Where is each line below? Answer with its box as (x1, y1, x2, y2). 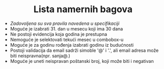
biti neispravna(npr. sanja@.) (10, 52, 70, 59)
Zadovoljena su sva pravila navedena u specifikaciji (10, 20, 120, 26)
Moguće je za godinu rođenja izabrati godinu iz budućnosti (10, 42, 134, 48)
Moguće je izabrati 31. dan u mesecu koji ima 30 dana (10, 25, 123, 31)
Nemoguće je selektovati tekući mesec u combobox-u (10, 37, 124, 43)
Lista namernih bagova (33, 4, 133, 15)
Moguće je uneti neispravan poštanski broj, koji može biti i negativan (10, 58, 154, 64)
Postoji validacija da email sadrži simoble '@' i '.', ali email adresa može (10, 47, 159, 53)
